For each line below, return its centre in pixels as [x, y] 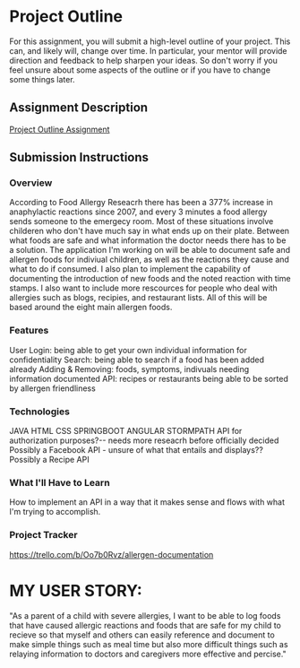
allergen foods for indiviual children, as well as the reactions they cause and [149, 260]
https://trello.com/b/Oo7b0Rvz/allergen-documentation [111, 554]
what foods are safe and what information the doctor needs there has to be [148, 240]
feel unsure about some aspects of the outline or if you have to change [140, 70]
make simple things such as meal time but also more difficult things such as [149, 644]
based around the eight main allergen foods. [91, 308]
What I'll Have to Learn [60, 482]
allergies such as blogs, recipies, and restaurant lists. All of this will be [138, 298]
